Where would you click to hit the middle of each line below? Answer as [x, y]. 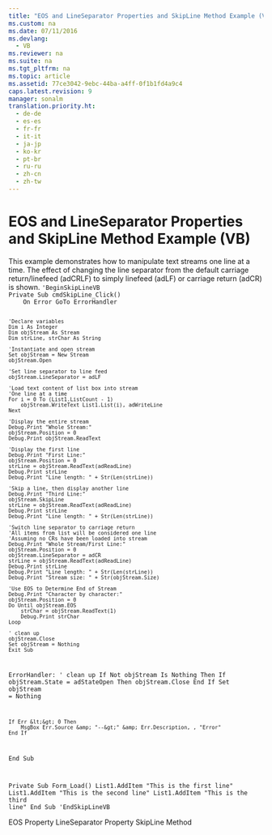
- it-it [29, 136]
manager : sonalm [36, 99]
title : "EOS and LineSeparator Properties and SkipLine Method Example [132, 16]
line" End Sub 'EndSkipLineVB [59, 807]
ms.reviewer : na [36, 53]
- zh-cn [29, 174]
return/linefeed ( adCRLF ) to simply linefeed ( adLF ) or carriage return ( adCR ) [136, 278]
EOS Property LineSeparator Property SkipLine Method [100, 822]
